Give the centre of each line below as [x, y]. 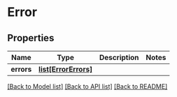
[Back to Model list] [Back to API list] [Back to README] [87, 87]
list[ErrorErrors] [65, 69]
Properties [31, 38]
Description [119, 58]
